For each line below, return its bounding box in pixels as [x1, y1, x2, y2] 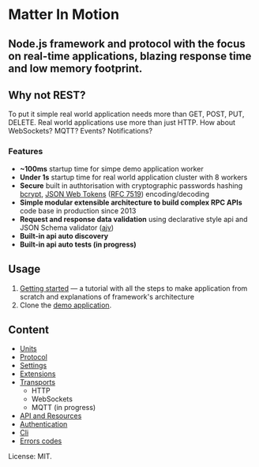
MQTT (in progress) [31, 403, 96, 412]
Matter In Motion [8, 6, 120, 24]
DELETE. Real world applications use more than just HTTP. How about [8, 118, 235, 127]
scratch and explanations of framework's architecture [19, 292, 195, 301]
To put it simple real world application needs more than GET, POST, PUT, [8, 109, 245, 119]
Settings [19, 361, 47, 371]
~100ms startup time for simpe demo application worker [19, 164, 204, 173]
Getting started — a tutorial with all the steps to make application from [19, 283, 248, 293]
